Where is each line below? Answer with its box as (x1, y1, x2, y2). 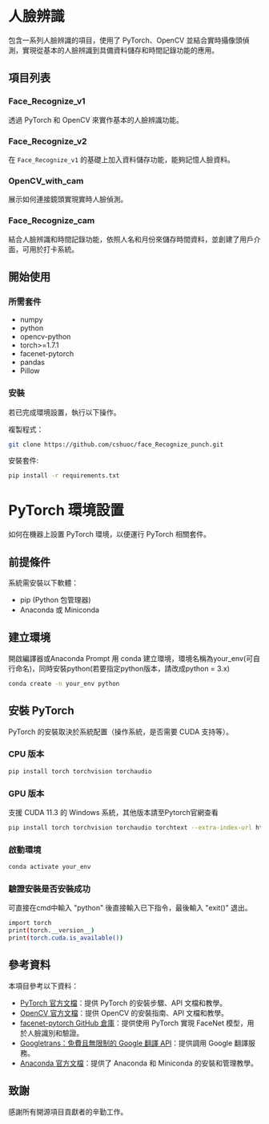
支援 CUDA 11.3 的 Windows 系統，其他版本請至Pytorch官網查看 (8, 807, 219, 817)
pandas (19, 358, 46, 367)
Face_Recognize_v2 (8, 136, 87, 147)
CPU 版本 (8, 749, 45, 760)
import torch (8, 919, 52, 927)
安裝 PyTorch (8, 704, 74, 718)
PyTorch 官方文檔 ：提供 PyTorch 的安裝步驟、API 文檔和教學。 (19, 998, 227, 1008)
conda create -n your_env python (8, 680, 120, 688)
